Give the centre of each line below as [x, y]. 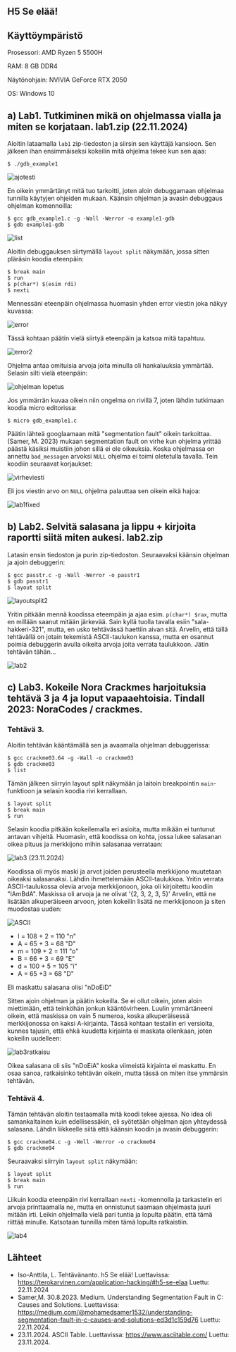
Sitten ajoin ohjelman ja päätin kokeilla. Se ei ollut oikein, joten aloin [105, 1000]
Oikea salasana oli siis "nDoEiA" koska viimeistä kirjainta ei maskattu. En [112, 1065]
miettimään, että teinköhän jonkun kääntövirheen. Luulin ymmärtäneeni [110, 1008]
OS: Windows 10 [31, 94]
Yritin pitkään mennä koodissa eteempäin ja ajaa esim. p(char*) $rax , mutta [117, 614]
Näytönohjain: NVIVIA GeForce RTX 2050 [67, 80]
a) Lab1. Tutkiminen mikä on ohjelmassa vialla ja [114, 116]
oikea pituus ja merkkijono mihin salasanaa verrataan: [85, 844]
